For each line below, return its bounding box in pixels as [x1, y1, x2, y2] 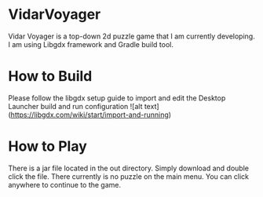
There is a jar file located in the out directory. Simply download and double [8, 163, 250, 173]
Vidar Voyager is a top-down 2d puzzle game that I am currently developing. [8, 31, 255, 41]
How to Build [8, 67, 93, 86]
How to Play [8, 137, 88, 155]
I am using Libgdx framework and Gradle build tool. [8, 39, 174, 49]
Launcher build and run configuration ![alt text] [8, 101, 159, 111]
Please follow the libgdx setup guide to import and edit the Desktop [8, 93, 226, 103]
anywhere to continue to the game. [8, 180, 122, 189]
